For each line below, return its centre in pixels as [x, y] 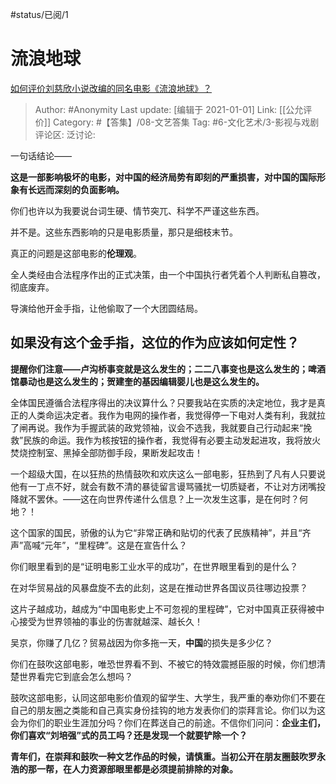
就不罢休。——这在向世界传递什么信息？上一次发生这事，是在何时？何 [163, 499]
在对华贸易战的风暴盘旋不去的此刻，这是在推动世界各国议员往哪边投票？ [159, 587]
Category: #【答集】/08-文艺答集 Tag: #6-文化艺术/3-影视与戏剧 [186, 122]
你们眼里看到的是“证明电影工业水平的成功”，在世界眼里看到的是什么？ [154, 566]
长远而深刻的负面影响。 [76, 189]
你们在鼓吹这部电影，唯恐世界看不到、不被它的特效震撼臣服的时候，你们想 [163, 664]
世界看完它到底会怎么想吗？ [75, 676]
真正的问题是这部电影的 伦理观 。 [76, 253]
